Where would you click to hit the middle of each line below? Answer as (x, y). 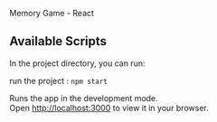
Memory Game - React (52, 13)
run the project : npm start (59, 80)
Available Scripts (58, 41)
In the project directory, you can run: (77, 63)
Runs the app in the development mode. (84, 98)
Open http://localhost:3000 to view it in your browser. (109, 108)
